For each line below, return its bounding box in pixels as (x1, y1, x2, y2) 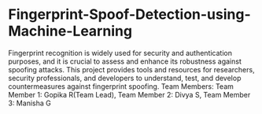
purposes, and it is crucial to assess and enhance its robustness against (8, 57, 242, 66)
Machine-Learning (8, 22, 132, 40)
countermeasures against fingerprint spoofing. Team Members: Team (8, 81, 234, 91)
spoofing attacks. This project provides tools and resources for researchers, (8, 64, 255, 74)
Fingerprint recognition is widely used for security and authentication (8, 48, 232, 57)
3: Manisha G (8, 98, 51, 108)
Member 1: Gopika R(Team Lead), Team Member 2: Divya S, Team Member (8, 90, 251, 99)
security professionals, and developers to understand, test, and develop (8, 73, 242, 83)
